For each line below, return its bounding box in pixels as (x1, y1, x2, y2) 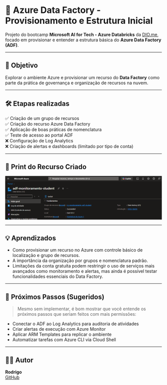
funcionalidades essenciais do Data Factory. (12, 273, 103, 279)
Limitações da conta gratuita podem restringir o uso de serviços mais (12, 263, 155, 269)
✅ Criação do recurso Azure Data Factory (5, 121, 90, 127)
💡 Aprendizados (5, 234, 56, 243)
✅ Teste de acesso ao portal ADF (5, 132, 74, 138)
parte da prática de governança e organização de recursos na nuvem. (5, 80, 149, 86)
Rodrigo (5, 369, 22, 375)
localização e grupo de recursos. (12, 253, 81, 258)
